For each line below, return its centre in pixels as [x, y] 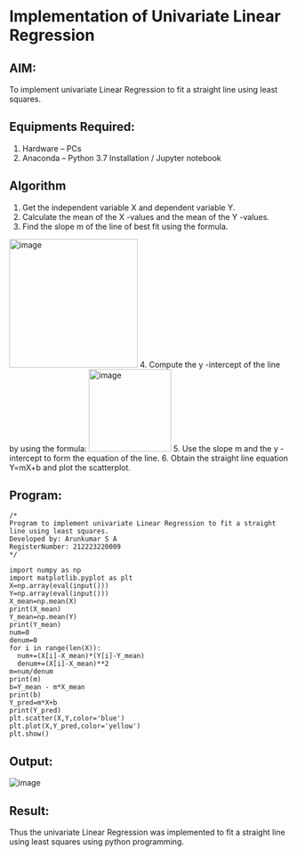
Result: [29, 811]
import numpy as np [45, 571]
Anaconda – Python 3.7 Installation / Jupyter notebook [121, 158]
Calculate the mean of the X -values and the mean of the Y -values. [145, 216]
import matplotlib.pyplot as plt [71, 578]
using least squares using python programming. [97, 842]
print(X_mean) [36, 609]
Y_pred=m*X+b [33, 703]
